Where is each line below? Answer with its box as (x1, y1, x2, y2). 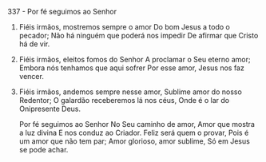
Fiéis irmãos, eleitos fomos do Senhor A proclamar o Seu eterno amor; (18, 55, 251, 64)
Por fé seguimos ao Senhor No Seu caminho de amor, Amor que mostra (18, 120, 255, 128)
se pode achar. (18, 145, 69, 154)
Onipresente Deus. (18, 104, 81, 113)
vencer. (18, 72, 45, 81)
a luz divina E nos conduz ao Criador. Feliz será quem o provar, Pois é (18, 128, 249, 137)
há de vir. (18, 39, 50, 49)
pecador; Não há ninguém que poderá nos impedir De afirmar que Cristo (18, 31, 259, 40)
